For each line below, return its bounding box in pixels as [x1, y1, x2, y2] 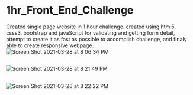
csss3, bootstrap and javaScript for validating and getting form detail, [6, 29, 175, 36]
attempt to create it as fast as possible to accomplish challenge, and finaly [6, 35, 188, 42]
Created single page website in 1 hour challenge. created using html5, [6, 23, 176, 30]
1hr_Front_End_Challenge [6, 4, 134, 17]
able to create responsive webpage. [6, 42, 94, 49]
